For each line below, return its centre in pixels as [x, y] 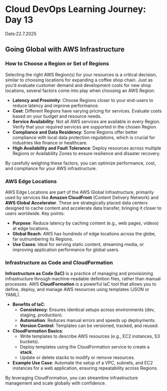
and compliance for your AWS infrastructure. [51, 168]
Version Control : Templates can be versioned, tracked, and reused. [89, 325]
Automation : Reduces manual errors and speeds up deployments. [88, 320]
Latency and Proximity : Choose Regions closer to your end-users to [83, 100]
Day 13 [19, 20]
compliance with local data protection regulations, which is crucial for [84, 137]
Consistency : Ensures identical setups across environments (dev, [87, 310]
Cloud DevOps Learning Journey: [76, 9]
